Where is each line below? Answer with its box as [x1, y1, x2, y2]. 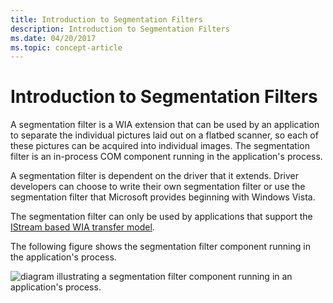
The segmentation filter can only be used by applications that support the [10, 211, 313, 223]
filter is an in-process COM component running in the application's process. [10, 151, 323, 163]
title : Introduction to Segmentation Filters [10, 14, 203, 25]
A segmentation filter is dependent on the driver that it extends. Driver [10, 170, 300, 182]
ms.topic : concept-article [10, 42, 123, 53]
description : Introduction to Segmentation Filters [10, 24, 230, 34]
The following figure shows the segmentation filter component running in [10, 241, 311, 253]
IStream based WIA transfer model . [10, 221, 155, 233]
